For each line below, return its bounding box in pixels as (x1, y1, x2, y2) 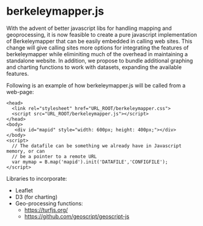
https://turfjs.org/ (24, 206, 68, 213)
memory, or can (6, 148, 45, 154)
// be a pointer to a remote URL (12, 153, 97, 159)
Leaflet (15, 186, 34, 194)
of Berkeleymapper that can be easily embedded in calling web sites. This (6, 37, 193, 45)
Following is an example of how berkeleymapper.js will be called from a (6, 81, 186, 89)
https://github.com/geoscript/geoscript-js (24, 213, 130, 220)
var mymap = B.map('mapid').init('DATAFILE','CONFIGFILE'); (12, 159, 168, 165)
